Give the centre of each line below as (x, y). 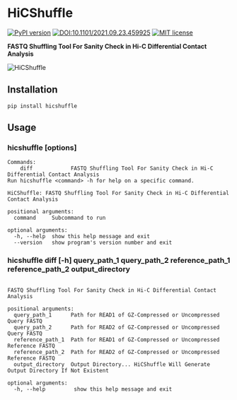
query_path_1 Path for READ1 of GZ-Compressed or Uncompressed (117, 315)
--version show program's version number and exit (93, 243)
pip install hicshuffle (42, 106)
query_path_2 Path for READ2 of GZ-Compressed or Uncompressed (117, 327)
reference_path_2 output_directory (69, 269)
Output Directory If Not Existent (58, 370)
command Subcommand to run (60, 218)
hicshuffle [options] (42, 148)
